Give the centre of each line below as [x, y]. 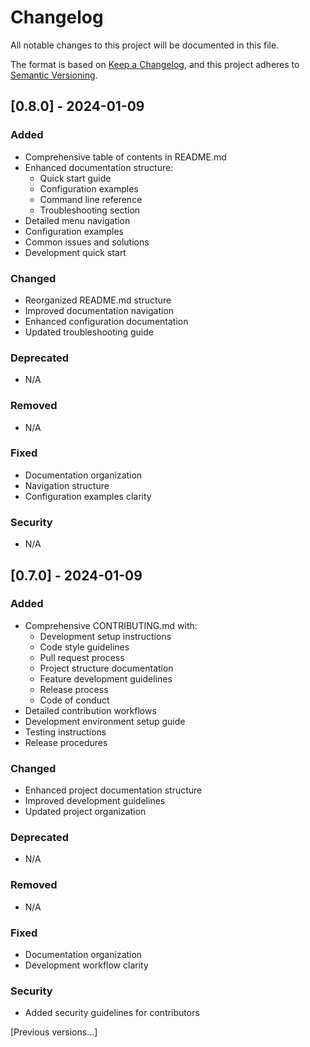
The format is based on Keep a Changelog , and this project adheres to [155, 64]
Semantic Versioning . [54, 75]
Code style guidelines [84, 647]
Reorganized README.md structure [98, 300]
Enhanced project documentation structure [113, 790]
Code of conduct [74, 700]
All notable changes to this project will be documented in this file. [145, 45]
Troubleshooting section [90, 210]
